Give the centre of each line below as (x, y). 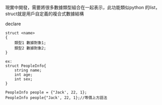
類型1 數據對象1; (30, 43)
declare (13, 24)
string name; (28, 70)
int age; (24, 75)
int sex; (24, 79)
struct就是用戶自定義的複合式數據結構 (45, 14)
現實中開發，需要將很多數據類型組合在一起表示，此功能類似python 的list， (83, 7)
